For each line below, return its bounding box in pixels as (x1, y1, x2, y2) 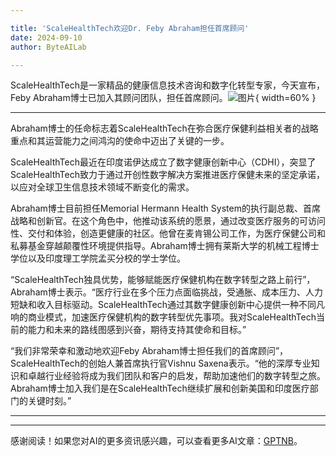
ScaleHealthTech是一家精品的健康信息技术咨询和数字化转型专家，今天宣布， (10, 79, 325, 91)
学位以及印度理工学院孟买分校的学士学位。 (10, 252, 186, 265)
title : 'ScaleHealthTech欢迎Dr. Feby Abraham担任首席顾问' (10, 23, 250, 33)
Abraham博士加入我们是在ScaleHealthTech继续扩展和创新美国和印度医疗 (10, 382, 310, 395)
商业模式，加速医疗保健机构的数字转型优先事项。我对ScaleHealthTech (27, 311, 317, 323)
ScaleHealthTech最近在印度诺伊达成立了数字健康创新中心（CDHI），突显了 (10, 156, 317, 168)
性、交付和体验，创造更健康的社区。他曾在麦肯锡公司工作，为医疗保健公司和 (10, 227, 326, 240)
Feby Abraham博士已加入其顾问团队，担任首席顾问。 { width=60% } (10, 92, 317, 104)
